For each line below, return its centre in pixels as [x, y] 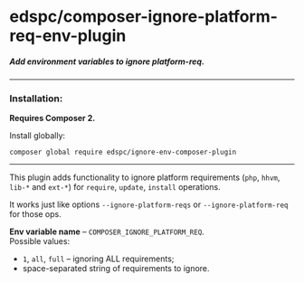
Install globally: [38, 136]
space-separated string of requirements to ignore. [116, 269]
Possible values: [40, 241]
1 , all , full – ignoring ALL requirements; [98, 259]
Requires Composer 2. [52, 118]
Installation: [36, 99]
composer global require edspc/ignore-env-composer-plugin [123, 152]
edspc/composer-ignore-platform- [144, 17]
